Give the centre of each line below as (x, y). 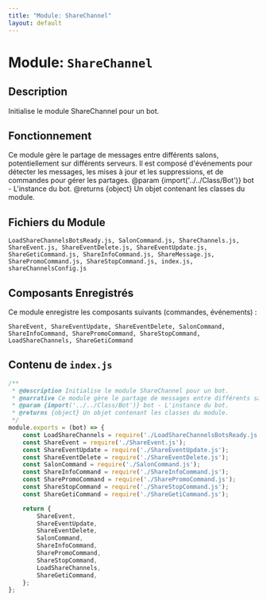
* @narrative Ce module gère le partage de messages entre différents (131, 398)
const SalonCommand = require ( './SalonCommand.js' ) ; (112, 465)
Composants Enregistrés (71, 293)
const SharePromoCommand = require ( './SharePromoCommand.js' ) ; (130, 480)
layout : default (35, 23)
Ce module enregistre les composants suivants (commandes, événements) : (133, 312)
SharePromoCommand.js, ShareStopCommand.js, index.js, (101, 262)
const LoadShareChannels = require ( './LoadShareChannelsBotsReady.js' (142, 435)
